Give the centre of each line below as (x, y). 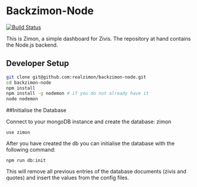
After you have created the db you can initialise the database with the (91, 143)
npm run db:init (26, 160)
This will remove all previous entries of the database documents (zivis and (96, 172)
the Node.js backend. (32, 45)
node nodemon (22, 99)
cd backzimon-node (29, 83)
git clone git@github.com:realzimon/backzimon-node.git (76, 77)
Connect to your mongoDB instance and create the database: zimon (89, 122)
